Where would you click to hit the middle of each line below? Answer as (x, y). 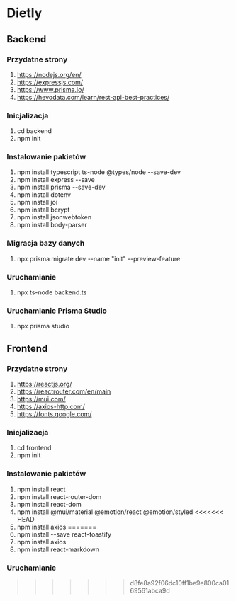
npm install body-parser (52, 225)
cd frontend (34, 448)
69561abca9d (150, 590)
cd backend (34, 131)
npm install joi (37, 202)
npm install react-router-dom (59, 496)
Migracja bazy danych (46, 244)
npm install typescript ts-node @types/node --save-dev (99, 172)
